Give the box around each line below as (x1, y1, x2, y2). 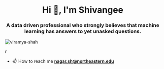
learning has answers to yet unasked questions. (24, 28, 141, 35)
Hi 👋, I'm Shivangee (42, 4, 124, 16)
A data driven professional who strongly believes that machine (6, 22, 160, 29)
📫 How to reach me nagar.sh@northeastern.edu (12, 58, 114, 64)
